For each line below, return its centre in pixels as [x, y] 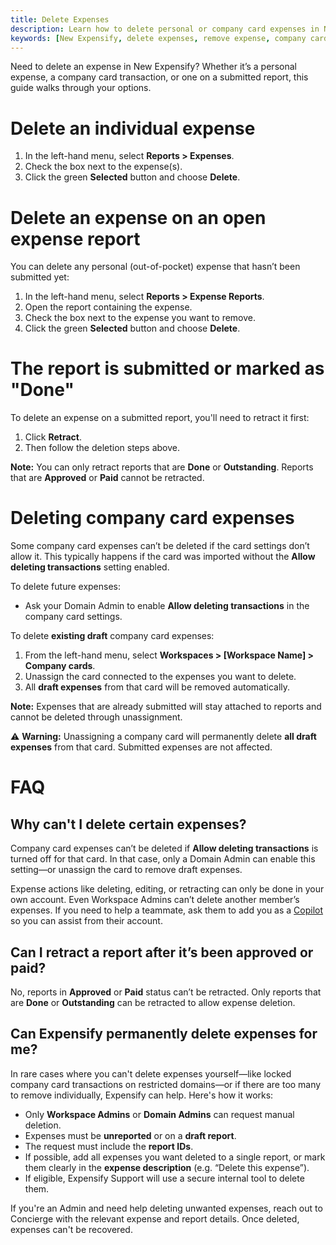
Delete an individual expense [133, 128]
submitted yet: [40, 277]
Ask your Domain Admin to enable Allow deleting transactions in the [167, 606]
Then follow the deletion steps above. [102, 448]
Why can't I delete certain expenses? [128, 824]
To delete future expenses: [66, 587]
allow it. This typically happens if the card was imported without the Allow [163, 557]
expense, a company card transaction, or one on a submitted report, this [159, 77]
